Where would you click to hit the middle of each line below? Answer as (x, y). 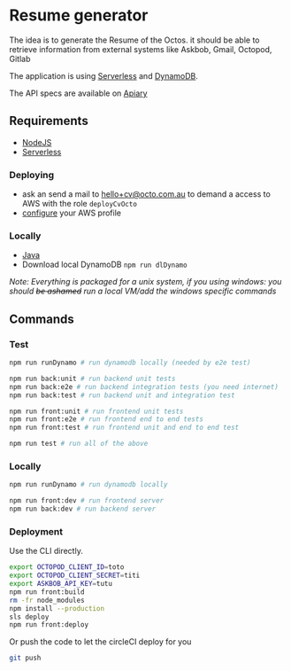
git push (25, 658)
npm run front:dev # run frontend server (87, 501)
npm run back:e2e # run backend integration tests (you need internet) (144, 386)
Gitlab (20, 59)
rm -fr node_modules (47, 600)
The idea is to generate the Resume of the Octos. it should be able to (134, 40)
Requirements (49, 121)
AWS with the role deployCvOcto (79, 204)
